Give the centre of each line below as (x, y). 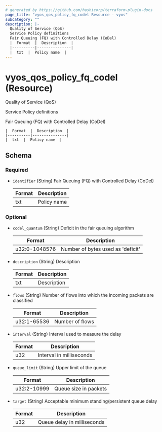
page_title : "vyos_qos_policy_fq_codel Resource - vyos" (67, 15)
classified (23, 301)
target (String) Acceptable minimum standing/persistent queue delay (85, 401)
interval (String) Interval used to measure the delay (67, 334)
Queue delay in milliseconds (71, 422)
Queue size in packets (80, 389)
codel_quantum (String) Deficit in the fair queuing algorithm (73, 228)
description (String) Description (46, 262)
